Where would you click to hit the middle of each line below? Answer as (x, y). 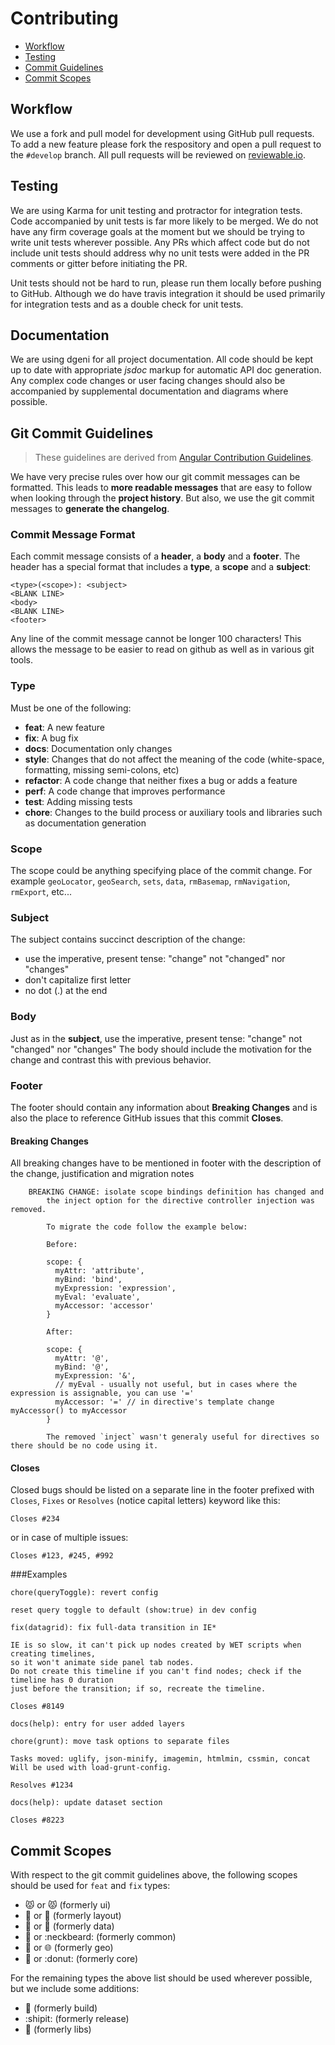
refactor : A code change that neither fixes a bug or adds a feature (161, 780)
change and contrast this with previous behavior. (111, 1059)
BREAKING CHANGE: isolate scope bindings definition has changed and (176, 1192)
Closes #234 (35, 1519)
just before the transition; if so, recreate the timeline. (138, 1689)
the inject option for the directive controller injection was (180, 1201)
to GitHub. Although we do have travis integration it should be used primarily (168, 293)
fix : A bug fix (51, 738)
